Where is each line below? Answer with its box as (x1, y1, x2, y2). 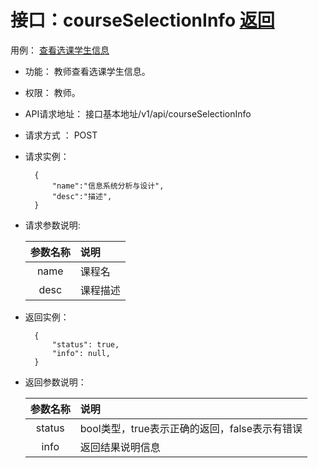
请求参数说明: (24, 219, 81, 231)
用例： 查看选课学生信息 (10, 44, 110, 56)
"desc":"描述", (51, 191, 113, 201)
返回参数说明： (24, 376, 87, 388)
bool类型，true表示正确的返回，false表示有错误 (79, 421, 303, 435)
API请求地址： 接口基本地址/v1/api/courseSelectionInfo (24, 107, 252, 120)
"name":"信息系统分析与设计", (51, 181, 165, 191)
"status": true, (51, 339, 120, 350)
